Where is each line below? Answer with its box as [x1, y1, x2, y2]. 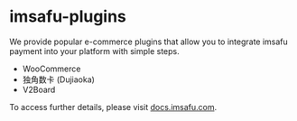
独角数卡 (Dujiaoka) [22, 74, 95, 85]
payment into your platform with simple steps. [9, 45, 181, 56]
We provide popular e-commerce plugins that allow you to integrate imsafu [9, 36, 289, 47]
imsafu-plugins [9, 6, 126, 27]
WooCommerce [22, 63, 81, 74]
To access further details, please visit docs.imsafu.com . [9, 101, 218, 112]
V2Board [22, 84, 56, 95]
